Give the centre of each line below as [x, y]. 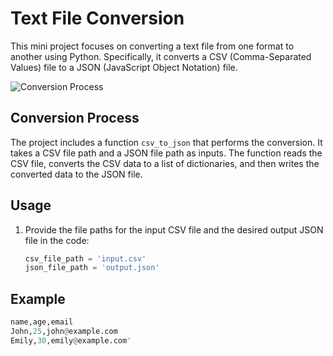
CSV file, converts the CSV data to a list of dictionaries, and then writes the [165, 163]
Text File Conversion [97, 18]
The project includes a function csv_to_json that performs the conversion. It [166, 142]
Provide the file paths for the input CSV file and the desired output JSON [174, 229]
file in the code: [57, 240]
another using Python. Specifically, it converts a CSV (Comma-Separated [161, 56]
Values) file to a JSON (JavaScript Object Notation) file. [124, 67]
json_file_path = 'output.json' [92, 268]
